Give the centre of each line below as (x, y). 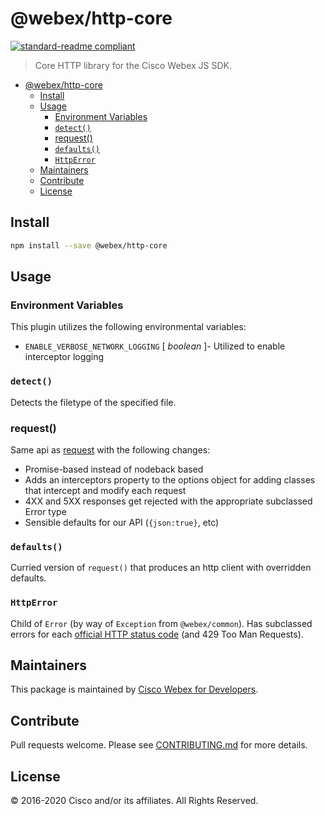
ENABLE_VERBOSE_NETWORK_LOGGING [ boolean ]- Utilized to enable (155, 346)
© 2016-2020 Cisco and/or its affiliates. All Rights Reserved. (134, 800)
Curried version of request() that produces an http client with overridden (161, 568)
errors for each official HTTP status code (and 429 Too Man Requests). (157, 634)
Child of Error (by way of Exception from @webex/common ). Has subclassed (161, 623)
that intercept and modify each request (105, 490)
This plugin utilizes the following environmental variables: (128, 327)
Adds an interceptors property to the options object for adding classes (170, 479)
